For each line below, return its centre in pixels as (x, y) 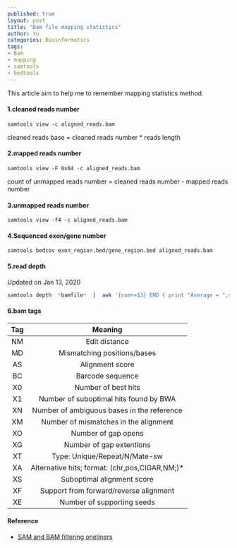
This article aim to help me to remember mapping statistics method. (105, 93)
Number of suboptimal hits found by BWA (107, 398)
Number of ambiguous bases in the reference (107, 410)
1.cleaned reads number (43, 109)
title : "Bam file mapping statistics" (64, 27)
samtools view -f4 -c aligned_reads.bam (68, 220)
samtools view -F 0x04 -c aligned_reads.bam (74, 168)
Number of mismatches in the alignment (108, 422)
